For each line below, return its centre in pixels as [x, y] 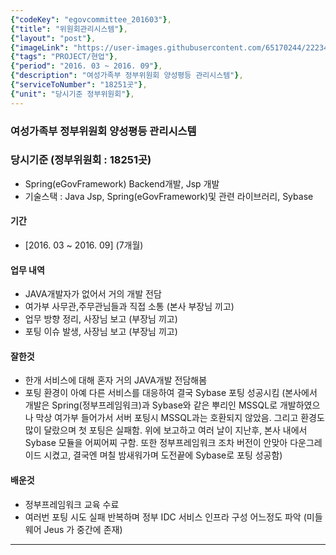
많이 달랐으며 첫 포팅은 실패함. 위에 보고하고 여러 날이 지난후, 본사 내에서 [166, 430]
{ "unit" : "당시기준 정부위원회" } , [72, 94]
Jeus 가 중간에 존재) [83, 529]
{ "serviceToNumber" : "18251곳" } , [79, 85]
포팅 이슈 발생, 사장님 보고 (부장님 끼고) [101, 332]
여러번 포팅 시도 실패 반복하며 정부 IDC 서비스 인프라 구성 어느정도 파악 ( [165, 517]
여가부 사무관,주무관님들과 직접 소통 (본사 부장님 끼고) [129, 307]
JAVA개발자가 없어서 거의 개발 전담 [93, 294]
